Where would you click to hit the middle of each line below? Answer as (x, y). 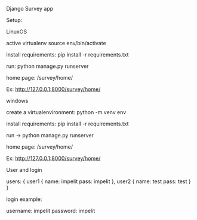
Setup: (14, 20)
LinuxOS (17, 32)
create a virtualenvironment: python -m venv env (66, 112)
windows (17, 101)
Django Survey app (30, 9)
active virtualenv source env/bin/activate (56, 43)
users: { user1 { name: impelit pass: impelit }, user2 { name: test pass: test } (98, 181)
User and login (24, 170)
